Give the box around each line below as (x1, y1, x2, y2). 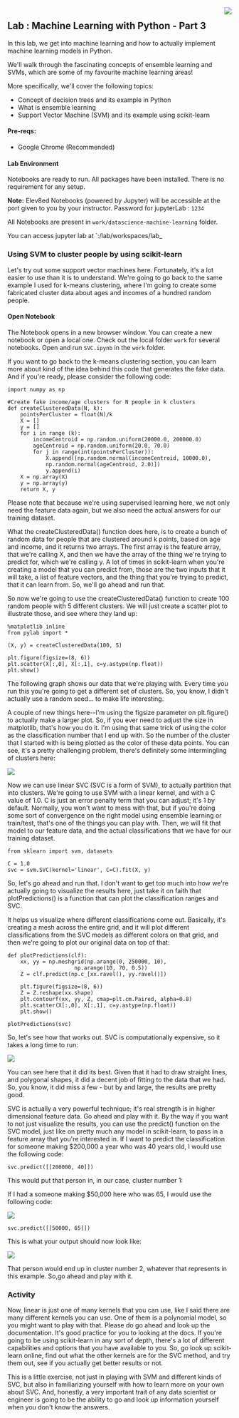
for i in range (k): (20, 429, 81, 437)
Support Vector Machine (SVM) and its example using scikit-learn (17, 111, 210, 119)
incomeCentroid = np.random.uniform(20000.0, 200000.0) (33, 436, 202, 443)
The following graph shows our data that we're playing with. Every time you (7, 679, 229, 687)
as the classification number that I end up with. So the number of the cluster (7, 731, 230, 739)
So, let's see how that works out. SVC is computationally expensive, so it (7, 1033, 221, 1042)
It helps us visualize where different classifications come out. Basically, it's (7, 915, 226, 924)
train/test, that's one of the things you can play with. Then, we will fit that (7, 818, 221, 827)
